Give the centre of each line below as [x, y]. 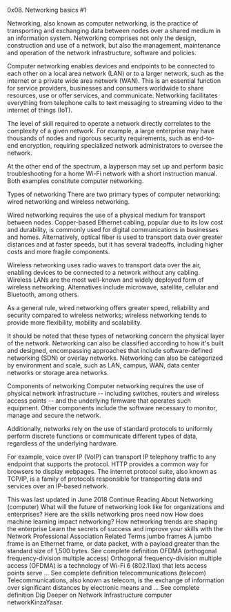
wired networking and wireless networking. [68, 202]
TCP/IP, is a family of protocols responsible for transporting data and [104, 479]
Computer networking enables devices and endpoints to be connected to [111, 66]
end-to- [204, 138]
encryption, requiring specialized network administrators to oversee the [121, 145]
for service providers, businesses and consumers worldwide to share [106, 88]
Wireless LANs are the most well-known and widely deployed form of [106, 280]
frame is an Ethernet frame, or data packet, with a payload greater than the [113, 544]
